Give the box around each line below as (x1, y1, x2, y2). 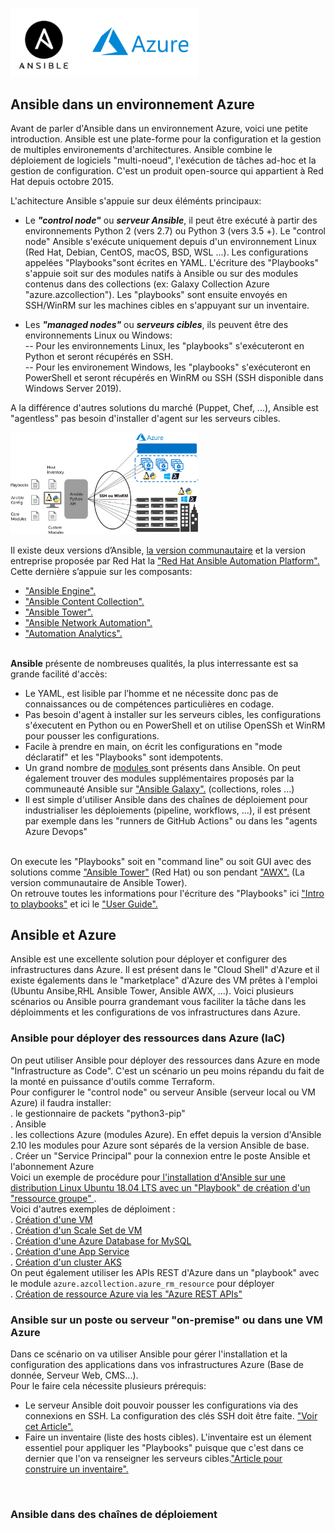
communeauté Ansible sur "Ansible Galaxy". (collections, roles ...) (24, 783, 295, 795)
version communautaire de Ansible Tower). (10, 876, 188, 888)
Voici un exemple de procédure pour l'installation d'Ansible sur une (10, 1171, 286, 1183)
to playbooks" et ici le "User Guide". (10, 898, 158, 910)
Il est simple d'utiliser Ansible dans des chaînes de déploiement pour (24, 793, 308, 805)
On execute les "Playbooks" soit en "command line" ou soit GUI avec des (10, 855, 312, 867)
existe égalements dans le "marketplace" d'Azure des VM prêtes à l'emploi (10, 974, 318, 987)
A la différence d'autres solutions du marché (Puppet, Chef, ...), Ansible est (10, 402, 319, 414)
